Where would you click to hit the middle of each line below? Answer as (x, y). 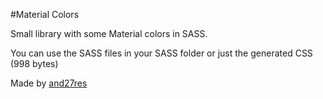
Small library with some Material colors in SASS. (109, 33)
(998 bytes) (34, 63)
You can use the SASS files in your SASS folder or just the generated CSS (161, 53)
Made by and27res (49, 83)
